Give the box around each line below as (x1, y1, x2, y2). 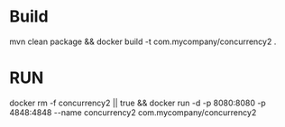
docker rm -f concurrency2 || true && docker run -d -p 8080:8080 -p (9, 97, 266, 108)
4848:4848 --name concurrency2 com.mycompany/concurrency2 (9, 106, 257, 118)
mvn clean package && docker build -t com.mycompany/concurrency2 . (9, 36, 277, 47)
